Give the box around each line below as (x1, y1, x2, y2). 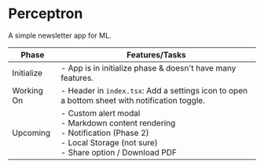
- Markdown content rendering (60, 117, 176, 128)
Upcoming (12, 127, 51, 138)
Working (12, 85, 43, 96)
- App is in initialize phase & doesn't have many (60, 62, 236, 73)
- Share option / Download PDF (60, 147, 177, 158)
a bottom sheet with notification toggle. (60, 95, 206, 106)
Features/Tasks (126, 49, 186, 60)
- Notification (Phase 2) (60, 127, 149, 138)
